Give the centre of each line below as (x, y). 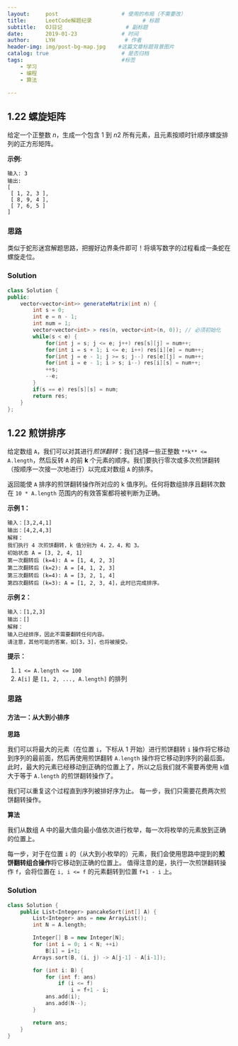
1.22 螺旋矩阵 (36, 117)
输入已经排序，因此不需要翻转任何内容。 (57, 635)
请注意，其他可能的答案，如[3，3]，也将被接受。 (69, 642)
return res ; (51, 396)
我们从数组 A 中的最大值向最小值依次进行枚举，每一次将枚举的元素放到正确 (117, 830)
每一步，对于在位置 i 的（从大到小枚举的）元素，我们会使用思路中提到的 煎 (116, 854)
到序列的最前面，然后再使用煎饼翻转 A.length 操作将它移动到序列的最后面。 (118, 758)
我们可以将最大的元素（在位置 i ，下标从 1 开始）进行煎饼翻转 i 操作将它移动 (119, 750)
